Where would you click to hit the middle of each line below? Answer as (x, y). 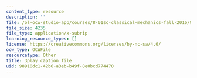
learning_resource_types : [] (42, 39)
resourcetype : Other (31, 55)
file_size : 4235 (26, 28)
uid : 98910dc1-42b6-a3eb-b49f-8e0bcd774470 (60, 66)
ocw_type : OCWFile (28, 50)
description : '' (26, 17)
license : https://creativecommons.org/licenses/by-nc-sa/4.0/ (84, 45)
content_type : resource (35, 11)
